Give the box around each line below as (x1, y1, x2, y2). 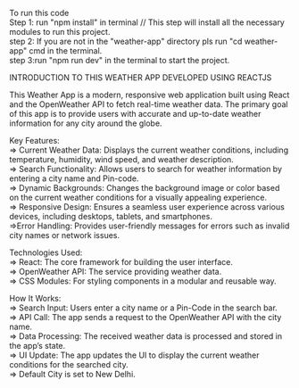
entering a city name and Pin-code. (9, 173, 139, 184)
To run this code (9, 8, 70, 18)
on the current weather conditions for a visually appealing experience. (9, 192, 268, 202)
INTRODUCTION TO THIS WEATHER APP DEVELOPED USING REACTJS (9, 72, 272, 83)
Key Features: (9, 136, 60, 145)
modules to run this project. (9, 27, 111, 37)
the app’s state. (9, 341, 66, 351)
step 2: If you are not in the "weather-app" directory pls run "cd (9, 36, 243, 46)
